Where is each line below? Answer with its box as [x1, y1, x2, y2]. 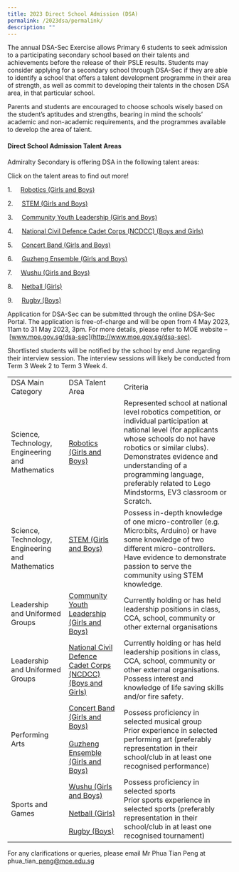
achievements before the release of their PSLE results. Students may [7, 59, 208, 67]
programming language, [123, 469, 204, 479]
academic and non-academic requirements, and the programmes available [7, 118, 226, 126]
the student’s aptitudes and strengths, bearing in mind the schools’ [7, 110, 203, 118]
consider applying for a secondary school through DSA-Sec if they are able [7, 66, 228, 75]
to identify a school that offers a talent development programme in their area [7, 73, 231, 82]
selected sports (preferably [123, 803, 215, 813]
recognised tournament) [123, 831, 205, 841]
